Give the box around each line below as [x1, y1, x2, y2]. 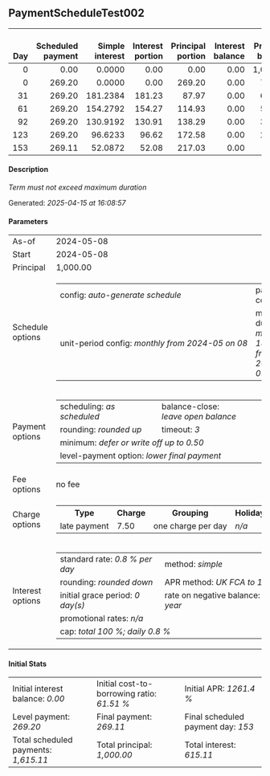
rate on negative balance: [164, 590, 261, 601]
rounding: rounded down [59, 577, 153, 588]
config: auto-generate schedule [59, 289, 182, 300]
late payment [59, 521, 109, 532]
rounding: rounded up [59, 424, 142, 435]
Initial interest [12, 683, 63, 694]
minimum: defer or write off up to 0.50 [59, 437, 204, 448]
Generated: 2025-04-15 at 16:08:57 [8, 198, 126, 208]
